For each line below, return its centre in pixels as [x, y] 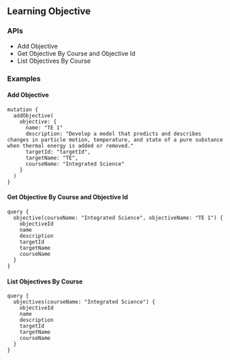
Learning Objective [49, 11]
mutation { [23, 110]
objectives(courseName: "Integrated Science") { [84, 302]
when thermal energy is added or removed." [71, 146]
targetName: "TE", [52, 158]
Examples [24, 79]
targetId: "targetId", [58, 152]
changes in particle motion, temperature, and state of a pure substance [115, 140]
